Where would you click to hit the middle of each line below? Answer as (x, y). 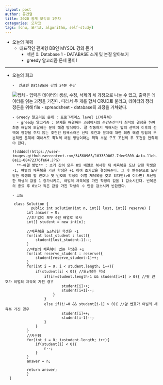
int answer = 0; (43, 213)
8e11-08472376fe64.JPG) (36, 160)
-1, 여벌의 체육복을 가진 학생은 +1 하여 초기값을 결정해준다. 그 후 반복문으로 (80, 171)
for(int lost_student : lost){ (58, 236)
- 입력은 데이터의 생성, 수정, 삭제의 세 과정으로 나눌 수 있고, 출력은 (88, 95)
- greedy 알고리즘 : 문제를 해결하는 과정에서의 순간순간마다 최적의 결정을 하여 (86, 123)
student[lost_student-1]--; (64, 240)
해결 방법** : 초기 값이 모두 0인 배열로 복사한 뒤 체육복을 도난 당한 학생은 (90, 165)
